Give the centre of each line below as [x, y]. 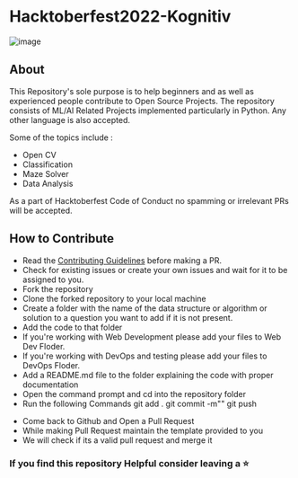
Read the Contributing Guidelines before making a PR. [122, 260]
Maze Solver [45, 173]
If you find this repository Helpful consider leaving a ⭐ [129, 464]
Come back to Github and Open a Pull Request [108, 420]
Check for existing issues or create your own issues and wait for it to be [155, 270]
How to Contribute [62, 239]
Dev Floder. [44, 346]
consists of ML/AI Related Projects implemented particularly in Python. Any [148, 111]
